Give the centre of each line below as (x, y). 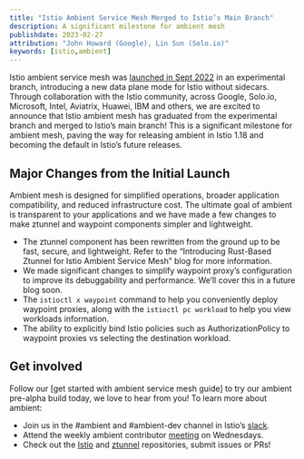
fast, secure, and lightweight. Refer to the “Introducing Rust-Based (147, 251)
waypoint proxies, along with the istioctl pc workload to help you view (157, 308)
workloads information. (66, 318)
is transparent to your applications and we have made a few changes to (143, 214)
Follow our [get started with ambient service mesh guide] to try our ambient (151, 388)
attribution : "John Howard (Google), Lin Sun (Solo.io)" (119, 43)
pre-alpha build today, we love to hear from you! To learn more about (138, 398)
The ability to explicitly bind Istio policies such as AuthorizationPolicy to (156, 328)
